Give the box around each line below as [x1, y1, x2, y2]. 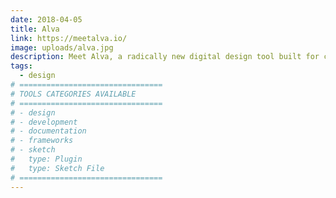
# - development [10, 117, 78, 127]
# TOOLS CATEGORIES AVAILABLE [10, 89, 137, 99]
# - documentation [10, 126, 87, 136]
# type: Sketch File [10, 163, 105, 173]
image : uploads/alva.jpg [10, 42, 114, 53]
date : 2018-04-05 [10, 14, 83, 25]
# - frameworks [10, 136, 74, 146]
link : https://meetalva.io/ [10, 33, 128, 43]
